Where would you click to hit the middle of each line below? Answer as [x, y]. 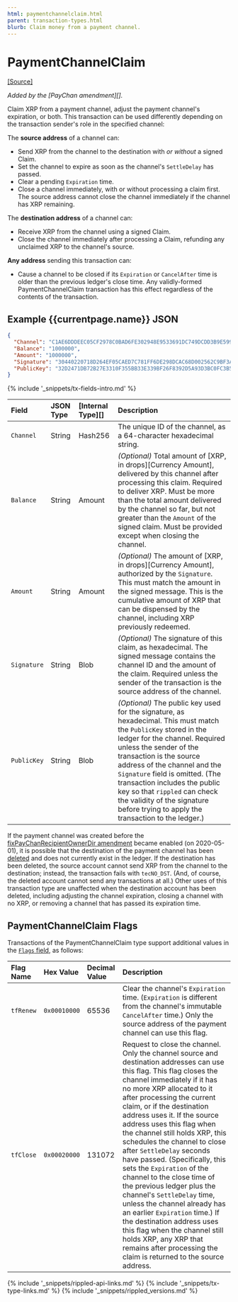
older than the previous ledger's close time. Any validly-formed [109, 282]
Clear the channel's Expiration [174, 989]
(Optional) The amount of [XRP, [170, 556]
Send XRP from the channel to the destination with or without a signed [120, 152]
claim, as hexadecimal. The [163, 647]
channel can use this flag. [165, 1033]
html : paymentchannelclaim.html [55, 14]
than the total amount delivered [170, 500]
